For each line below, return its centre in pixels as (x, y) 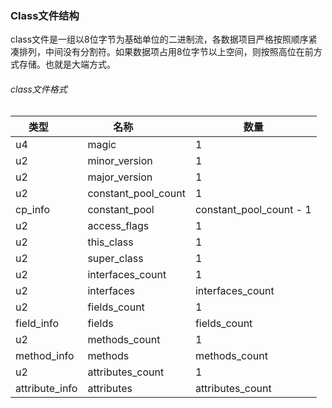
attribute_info (46, 388)
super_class (115, 258)
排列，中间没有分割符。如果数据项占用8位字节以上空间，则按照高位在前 (166, 52)
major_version (120, 177)
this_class (110, 242)
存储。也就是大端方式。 (67, 64)
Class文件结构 (45, 15)
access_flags (118, 225)
